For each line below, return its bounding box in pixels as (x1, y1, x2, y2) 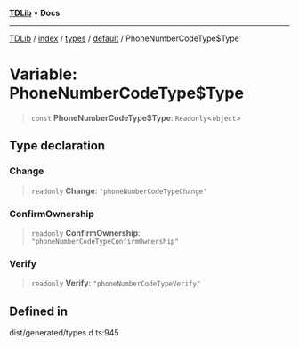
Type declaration (9, 138, 105, 154)
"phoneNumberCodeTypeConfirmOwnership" (30, 237, 180, 246)
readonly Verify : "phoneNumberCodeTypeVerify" (30, 278, 201, 288)
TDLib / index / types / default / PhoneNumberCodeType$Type (9, 33, 240, 44)
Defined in (9, 303, 69, 319)
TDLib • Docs (9, 8, 61, 18)
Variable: (9, 64, 78, 85)
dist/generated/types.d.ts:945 (9, 327, 119, 338)
